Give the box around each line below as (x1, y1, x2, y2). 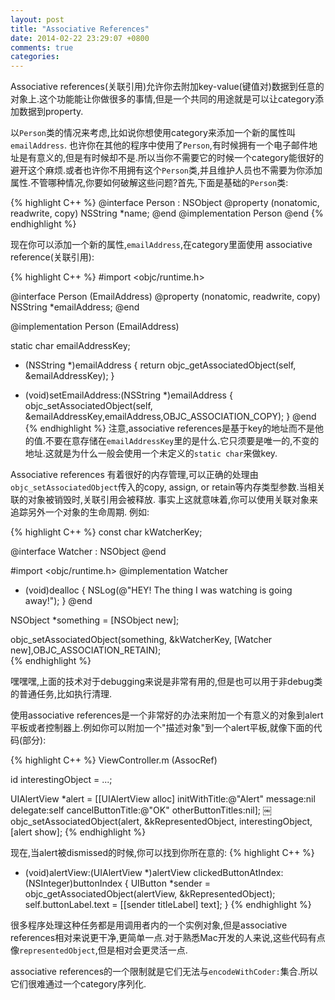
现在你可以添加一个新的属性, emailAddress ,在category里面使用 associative (10, 239, 313, 251)
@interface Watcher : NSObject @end (10, 546, 167, 558)
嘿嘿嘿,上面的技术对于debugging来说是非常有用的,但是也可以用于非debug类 (10, 676, 323, 688)
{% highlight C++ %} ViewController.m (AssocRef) (10, 754, 218, 766)
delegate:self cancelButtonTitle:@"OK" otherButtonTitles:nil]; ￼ (10, 804, 273, 816)
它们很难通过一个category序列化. (10, 978, 147, 990)
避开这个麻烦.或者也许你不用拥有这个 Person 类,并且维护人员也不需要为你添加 (10, 164, 323, 176)
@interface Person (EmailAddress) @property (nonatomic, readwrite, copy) (10, 291, 321, 303)
